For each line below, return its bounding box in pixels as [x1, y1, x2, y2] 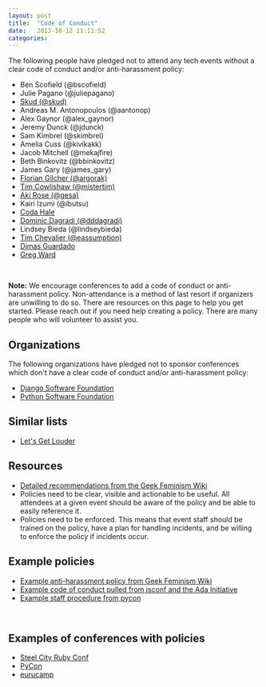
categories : [8, 34, 48, 42]
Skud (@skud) [19, 97, 67, 106]
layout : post [8, 11, 52, 20]
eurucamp [19, 669, 54, 680]
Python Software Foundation [19, 392, 114, 401]
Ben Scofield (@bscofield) [19, 80, 107, 90]
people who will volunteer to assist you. [8, 315, 138, 325]
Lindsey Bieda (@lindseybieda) [19, 225, 122, 234]
